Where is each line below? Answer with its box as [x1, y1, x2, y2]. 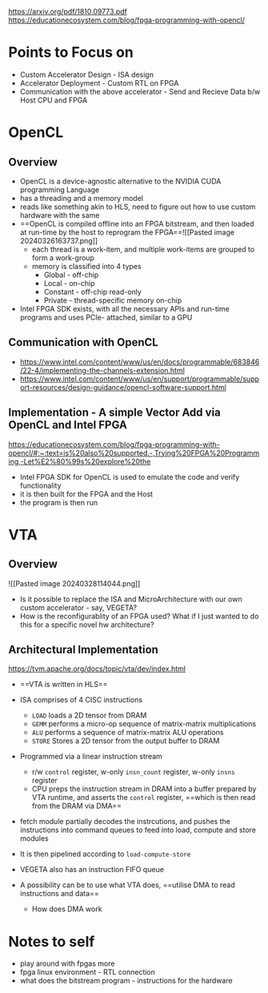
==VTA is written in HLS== [19, 680, 108, 689]
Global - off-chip [43, 270, 99, 279]
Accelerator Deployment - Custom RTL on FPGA [19, 78, 179, 87]
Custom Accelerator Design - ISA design [19, 70, 154, 79]
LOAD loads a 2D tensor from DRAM [31, 710, 147, 720]
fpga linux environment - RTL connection [19, 967, 156, 977]
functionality [19, 480, 62, 490]
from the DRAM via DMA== [31, 801, 122, 811]
